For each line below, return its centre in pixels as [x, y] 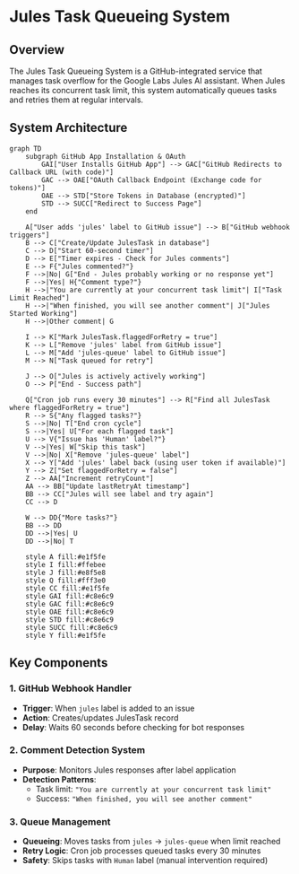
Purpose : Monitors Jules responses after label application [129, 770]
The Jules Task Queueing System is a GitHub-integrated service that [136, 71]
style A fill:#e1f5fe [65, 557]
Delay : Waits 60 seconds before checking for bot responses [133, 727]
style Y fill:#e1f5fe [65, 635]
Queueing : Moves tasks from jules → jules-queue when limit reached [151, 842]
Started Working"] [43, 313]
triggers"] [30, 235]
